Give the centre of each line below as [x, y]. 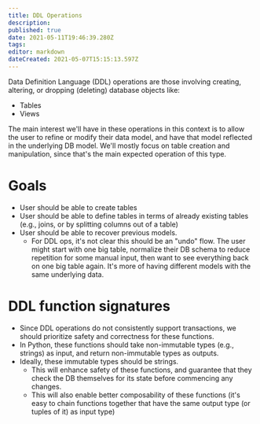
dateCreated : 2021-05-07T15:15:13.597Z [73, 60]
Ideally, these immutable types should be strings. [99, 361]
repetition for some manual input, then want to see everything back [140, 257]
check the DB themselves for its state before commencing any [132, 378]
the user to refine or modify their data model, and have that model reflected [130, 137]
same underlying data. [68, 274]
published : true [35, 30]
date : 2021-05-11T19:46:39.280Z [61, 37]
